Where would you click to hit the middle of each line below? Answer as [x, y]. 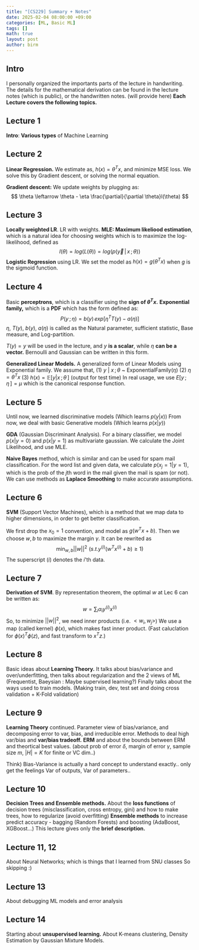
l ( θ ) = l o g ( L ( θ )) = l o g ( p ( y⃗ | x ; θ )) [100, 251]
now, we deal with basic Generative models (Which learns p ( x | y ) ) [86, 423]
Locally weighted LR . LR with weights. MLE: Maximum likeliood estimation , [99, 229]
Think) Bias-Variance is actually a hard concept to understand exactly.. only [99, 764]
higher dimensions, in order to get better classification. [73, 518]
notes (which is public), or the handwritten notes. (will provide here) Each [96, 96]
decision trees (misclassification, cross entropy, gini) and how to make [92, 810]
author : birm [22, 45]
